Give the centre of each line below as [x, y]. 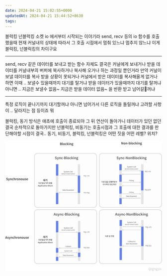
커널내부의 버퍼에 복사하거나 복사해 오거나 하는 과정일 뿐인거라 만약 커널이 [90, 70]
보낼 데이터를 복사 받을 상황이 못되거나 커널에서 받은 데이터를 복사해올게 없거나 [82, 77]
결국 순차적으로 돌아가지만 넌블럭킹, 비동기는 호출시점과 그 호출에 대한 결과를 [80, 128]
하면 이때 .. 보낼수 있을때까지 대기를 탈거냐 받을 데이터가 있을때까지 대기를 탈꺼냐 [83, 83]
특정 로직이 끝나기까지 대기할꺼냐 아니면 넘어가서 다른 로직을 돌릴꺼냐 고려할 [79, 104]
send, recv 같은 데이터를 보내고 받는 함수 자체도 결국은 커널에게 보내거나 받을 [80, 64]
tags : [11, 21]
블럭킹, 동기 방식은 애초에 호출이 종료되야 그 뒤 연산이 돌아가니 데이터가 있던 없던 [83, 121]
